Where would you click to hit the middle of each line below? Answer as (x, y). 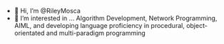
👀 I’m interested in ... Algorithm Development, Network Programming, (116, 18)
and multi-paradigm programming (96, 33)
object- (197, 25)
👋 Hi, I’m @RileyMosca (47, 11)
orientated (29, 33)
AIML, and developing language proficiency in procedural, (100, 25)
